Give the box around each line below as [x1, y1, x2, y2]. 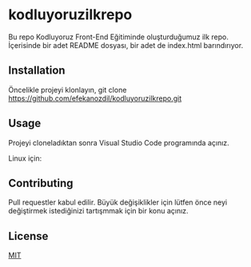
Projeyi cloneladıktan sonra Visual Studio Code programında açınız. [8, 137, 229, 147]
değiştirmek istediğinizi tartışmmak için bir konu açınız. [8, 206, 189, 216]
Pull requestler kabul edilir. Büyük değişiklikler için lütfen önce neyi [8, 197, 228, 207]
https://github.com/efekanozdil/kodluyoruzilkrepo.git [8, 94, 182, 103]
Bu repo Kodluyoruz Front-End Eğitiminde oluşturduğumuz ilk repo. [8, 32, 229, 42]
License [8, 229, 49, 243]
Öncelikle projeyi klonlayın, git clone [8, 85, 127, 94]
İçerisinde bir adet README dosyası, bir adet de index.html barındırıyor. [8, 40, 244, 50]
